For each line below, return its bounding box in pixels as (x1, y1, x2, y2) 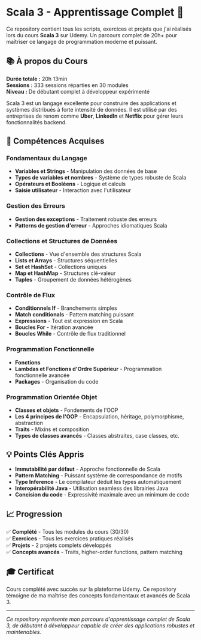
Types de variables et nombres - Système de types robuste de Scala (14, 174, 187, 181)
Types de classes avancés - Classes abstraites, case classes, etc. (14, 432, 179, 439)
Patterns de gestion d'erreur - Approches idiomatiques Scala (14, 222, 167, 229)
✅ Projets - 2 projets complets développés (6, 542, 112, 549)
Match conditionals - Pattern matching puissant (14, 311, 135, 318)
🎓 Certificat (6, 567, 54, 577)
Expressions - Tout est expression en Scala (14, 318, 123, 325)
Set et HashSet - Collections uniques (14, 264, 107, 271)
